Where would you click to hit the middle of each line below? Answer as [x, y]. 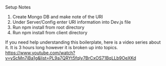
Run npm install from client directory [50, 33]
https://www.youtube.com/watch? [40, 53]
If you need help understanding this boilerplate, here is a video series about [83, 42]
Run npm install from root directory [48, 27]
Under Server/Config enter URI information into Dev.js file [71, 22]
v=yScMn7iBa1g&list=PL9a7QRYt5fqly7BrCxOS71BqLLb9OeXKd [71, 58]
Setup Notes [18, 7]
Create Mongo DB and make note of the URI [58, 17]
